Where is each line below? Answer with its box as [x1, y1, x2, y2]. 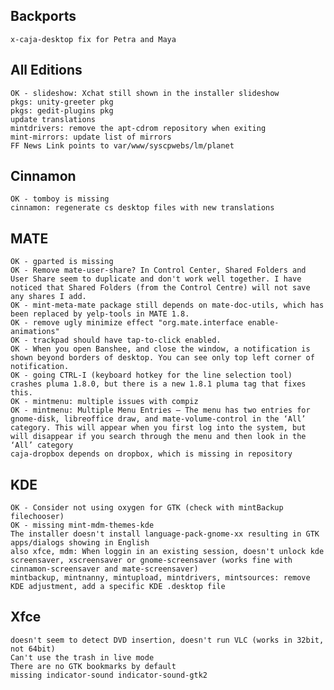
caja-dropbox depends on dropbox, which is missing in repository [10, 449, 293, 459]
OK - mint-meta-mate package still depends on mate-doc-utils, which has [10, 300, 325, 311]
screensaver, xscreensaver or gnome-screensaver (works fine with [10, 555, 293, 566]
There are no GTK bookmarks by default [10, 661, 177, 671]
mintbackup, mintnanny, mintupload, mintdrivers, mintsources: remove [10, 573, 311, 583]
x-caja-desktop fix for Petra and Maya [10, 34, 177, 44]
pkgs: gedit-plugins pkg [10, 105, 114, 116]
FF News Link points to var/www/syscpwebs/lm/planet [10, 140, 235, 151]
